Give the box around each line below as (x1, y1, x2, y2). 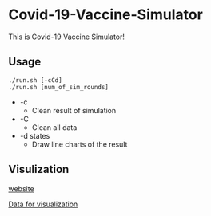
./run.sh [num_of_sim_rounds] (8, 83, 109, 91)
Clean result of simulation (31, 105, 117, 115)
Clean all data (31, 122, 78, 132)
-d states (19, 131, 50, 140)
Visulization (8, 163, 70, 176)
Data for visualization (8, 199, 78, 209)
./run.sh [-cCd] (8, 76, 62, 84)
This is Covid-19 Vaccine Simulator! (8, 32, 125, 41)
